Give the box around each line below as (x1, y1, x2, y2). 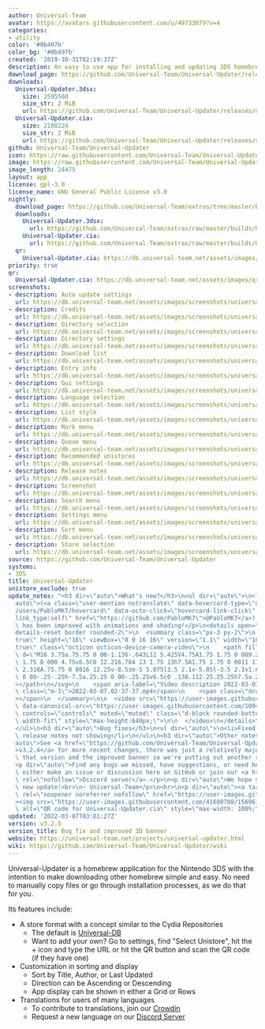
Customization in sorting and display (19, 961, 139, 971)
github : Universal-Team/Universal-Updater (8, 144, 150, 152)
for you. (8, 888, 34, 898)
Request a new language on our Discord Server (31, 1012, 185, 1021)
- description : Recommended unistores (8, 452, 136, 461)
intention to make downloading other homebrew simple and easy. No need (8, 872, 250, 881)
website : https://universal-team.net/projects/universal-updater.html (8, 835, 245, 842)
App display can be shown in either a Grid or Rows (31, 986, 196, 996)
